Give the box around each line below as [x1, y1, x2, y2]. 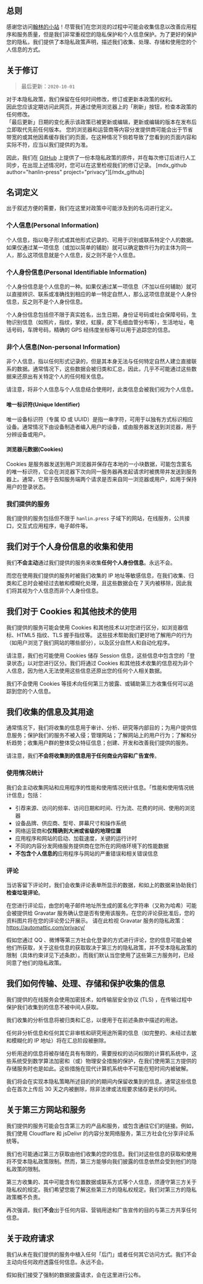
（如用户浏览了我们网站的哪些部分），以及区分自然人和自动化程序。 [6, 639, 173, 646]
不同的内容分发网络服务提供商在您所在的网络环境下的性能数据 [14, 842, 169, 850]
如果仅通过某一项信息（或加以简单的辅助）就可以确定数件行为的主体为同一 [6, 243, 192, 251]
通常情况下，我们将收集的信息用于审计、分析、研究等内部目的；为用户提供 [6, 724, 192, 731]
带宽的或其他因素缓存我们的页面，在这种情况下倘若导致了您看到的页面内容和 [6, 133, 197, 141]
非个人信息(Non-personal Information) [6, 342, 121, 351]
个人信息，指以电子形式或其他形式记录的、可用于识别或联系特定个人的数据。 [6, 236, 197, 243]
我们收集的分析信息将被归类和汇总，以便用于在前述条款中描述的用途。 [6, 1016, 181, 1024]
